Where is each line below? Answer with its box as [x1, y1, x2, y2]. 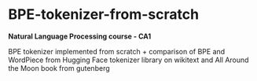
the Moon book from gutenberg [8, 63, 110, 72]
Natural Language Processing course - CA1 [8, 31, 152, 41]
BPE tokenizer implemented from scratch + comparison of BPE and [8, 46, 226, 56]
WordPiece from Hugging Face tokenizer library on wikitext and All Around [8, 55, 249, 64]
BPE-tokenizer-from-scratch [8, 6, 199, 24]
